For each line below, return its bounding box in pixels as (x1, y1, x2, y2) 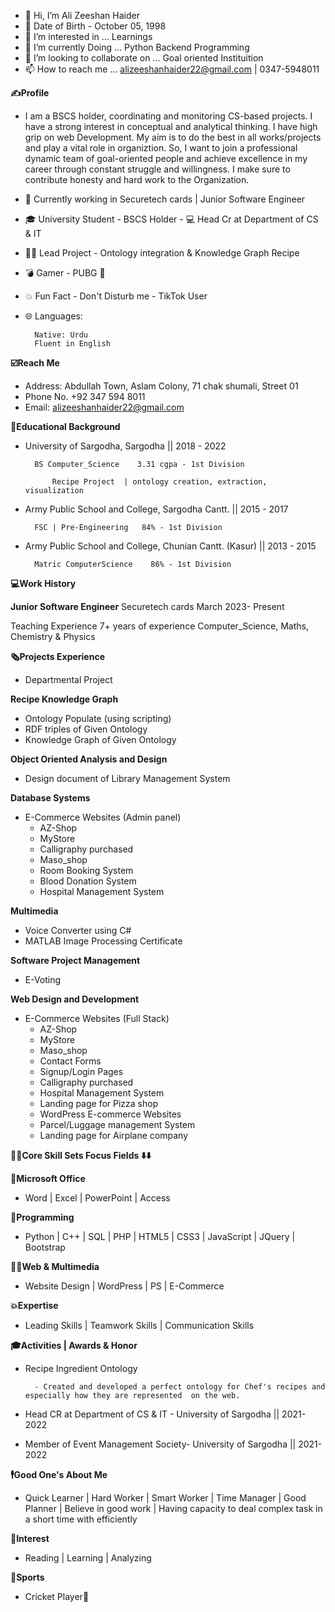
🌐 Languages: (24, 310, 83, 322)
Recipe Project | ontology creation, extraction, (51, 477, 268, 487)
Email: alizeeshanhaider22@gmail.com (24, 401, 185, 413)
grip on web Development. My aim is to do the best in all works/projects (24, 131, 322, 143)
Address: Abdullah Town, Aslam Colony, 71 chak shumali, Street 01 (24, 380, 299, 392)
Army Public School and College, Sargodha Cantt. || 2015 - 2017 (24, 503, 289, 515)
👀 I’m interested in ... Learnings (24, 31, 153, 42)
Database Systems (10, 792, 91, 804)
